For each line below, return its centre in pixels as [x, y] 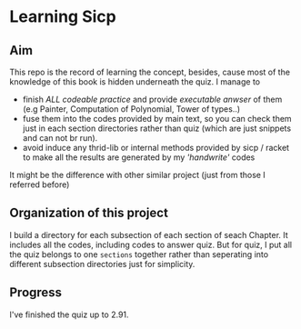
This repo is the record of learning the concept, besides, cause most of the [150, 72]
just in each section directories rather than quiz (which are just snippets [157, 128]
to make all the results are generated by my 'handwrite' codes [139, 157]
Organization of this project [89, 213]
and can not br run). [60, 138]
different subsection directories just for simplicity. [102, 264]
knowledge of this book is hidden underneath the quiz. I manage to [135, 82]
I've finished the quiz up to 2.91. [69, 314]
